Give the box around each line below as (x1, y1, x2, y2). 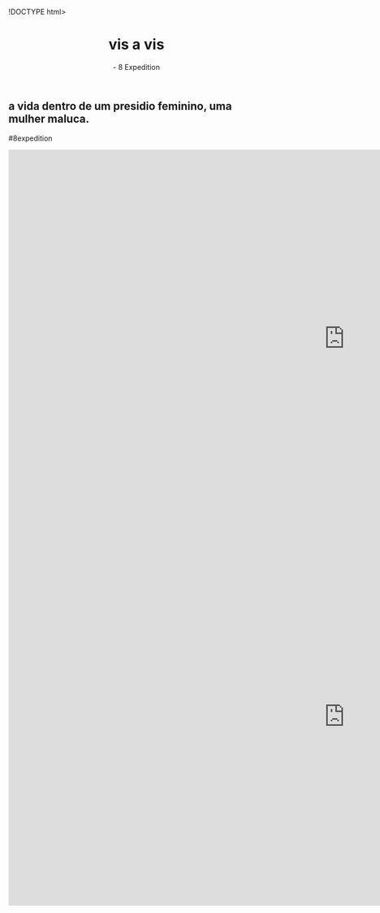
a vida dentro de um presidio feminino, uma (8, 99, 232, 113)
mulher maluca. (8, 111, 89, 125)
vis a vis (108, 36, 165, 54)
